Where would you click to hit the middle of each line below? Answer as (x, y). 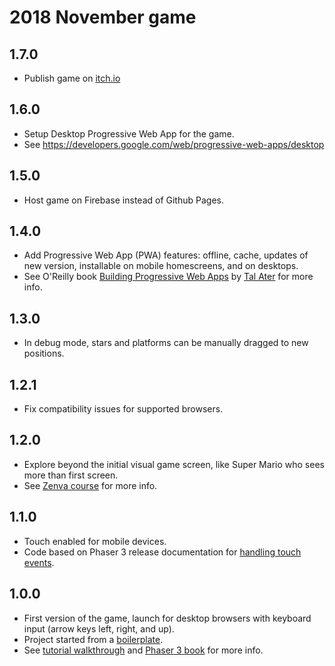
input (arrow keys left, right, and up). (99, 628)
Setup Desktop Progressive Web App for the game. (129, 133)
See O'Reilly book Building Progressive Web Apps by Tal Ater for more (168, 277)
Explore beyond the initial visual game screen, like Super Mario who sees (174, 464)
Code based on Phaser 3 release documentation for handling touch (162, 552)
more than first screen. (71, 475)
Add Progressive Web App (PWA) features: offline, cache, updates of (166, 255)
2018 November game (103, 17)
